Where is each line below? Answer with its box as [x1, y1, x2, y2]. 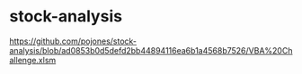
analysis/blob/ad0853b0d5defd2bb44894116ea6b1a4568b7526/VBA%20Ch [9, 45, 293, 55]
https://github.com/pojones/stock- [9, 36, 138, 46]
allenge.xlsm [9, 54, 57, 65]
